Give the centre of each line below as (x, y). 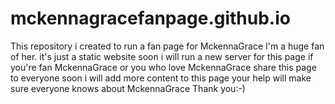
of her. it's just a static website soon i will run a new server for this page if (162, 56)
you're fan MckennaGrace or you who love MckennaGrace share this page (163, 67)
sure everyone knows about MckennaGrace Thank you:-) (128, 88)
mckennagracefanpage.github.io (150, 18)
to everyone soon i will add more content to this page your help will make (161, 78)
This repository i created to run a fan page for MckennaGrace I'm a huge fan (167, 46)
